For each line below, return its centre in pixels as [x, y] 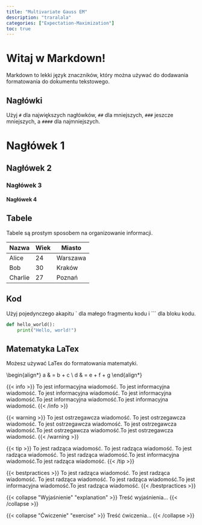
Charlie [20, 277]
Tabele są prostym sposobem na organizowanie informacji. [80, 233]
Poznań [67, 277]
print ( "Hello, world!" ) [47, 330]
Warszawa [71, 258]
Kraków [67, 268]
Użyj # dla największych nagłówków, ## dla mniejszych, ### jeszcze [90, 115]
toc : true [19, 29]
